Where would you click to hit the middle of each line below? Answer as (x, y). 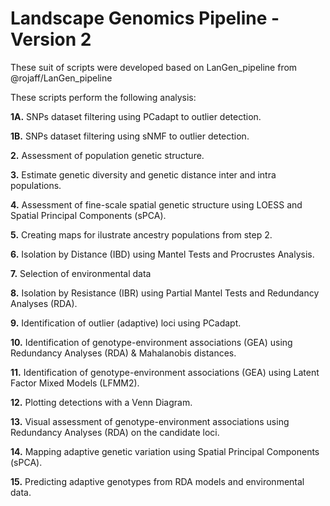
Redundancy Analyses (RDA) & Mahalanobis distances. (123, 353)
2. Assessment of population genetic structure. (107, 155)
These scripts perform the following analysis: (103, 97)
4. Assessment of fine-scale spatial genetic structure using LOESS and (156, 204)
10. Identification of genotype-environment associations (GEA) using (151, 342)
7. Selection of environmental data (81, 273)
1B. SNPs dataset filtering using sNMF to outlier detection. (130, 136)
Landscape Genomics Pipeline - (145, 18)
